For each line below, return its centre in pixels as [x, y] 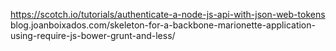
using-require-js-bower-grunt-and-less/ [93, 35]
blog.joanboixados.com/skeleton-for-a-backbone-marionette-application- [163, 25]
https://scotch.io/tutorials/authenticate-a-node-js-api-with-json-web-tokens [168, 14]
